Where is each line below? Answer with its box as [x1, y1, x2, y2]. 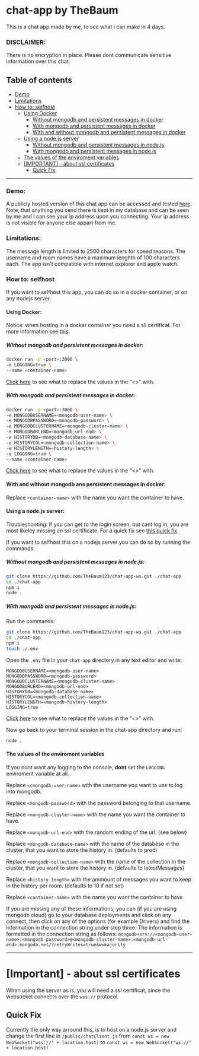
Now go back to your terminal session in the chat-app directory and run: [6, 726, 182, 733]
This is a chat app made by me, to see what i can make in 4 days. [6, 23, 166, 30]
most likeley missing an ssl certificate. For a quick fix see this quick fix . [6, 527, 179, 534]
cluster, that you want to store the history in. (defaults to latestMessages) [6, 864, 185, 871]
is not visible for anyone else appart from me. [6, 219, 117, 226]
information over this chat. [6, 58, 70, 65]
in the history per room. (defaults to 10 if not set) [6, 882, 124, 889]
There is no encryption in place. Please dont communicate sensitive [6, 52, 172, 59]
